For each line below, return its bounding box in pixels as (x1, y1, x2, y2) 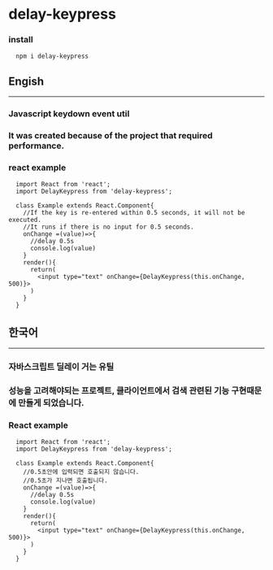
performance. (8, 140, 65, 151)
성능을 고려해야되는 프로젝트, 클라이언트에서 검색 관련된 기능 (8, 385, 230, 397)
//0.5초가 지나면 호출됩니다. (23, 476, 108, 485)
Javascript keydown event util (8, 108, 130, 120)
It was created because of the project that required (8, 130, 213, 141)
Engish (8, 74, 45, 88)
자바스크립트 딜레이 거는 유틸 (8, 361, 115, 372)
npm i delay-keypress (15, 52, 89, 61)
